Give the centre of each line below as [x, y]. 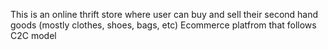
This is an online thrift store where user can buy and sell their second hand [164, 14]
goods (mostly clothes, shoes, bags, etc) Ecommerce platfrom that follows [163, 25]
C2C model [33, 35]
